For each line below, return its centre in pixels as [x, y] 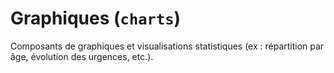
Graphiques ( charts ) [96, 18]
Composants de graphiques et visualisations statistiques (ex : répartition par [167, 46]
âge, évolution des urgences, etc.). [82, 56]
